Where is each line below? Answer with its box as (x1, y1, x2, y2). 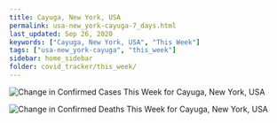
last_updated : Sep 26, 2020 (9, 29, 114, 38)
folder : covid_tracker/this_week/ (9, 63, 138, 72)
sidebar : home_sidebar (9, 54, 93, 63)
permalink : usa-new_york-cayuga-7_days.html (9, 21, 177, 30)
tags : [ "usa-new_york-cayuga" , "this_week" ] (9, 46, 177, 55)
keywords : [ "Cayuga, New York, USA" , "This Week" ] (9, 37, 201, 47)
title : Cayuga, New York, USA (9, 12, 122, 22)
